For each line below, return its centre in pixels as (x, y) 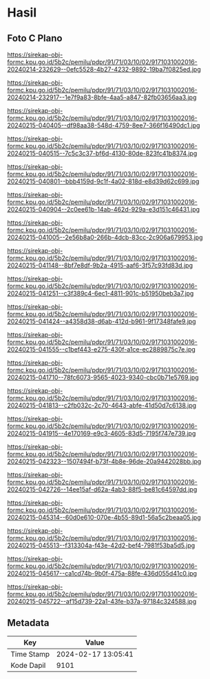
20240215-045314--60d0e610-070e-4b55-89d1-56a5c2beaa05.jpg (104, 517)
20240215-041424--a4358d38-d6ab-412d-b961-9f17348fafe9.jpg (102, 321)
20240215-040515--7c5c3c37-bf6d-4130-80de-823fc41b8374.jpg (102, 153)
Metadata (28, 623)
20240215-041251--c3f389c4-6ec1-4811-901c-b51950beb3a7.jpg (101, 293)
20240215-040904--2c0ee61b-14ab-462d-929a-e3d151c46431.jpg (104, 209)
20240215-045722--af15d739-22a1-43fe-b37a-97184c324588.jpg (102, 601)
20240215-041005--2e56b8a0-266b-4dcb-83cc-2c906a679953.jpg (105, 237)
